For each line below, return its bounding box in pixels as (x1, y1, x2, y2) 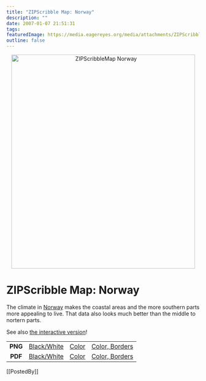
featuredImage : (6, 32, 45, 38)
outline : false (6, 37, 45, 43)
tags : (6, 26, 20, 32)
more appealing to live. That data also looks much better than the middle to (6, 310, 196, 317)
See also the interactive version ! (6, 328, 88, 336)
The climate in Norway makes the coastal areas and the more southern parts (6, 303, 200, 311)
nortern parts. (6, 316, 42, 323)
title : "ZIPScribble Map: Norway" (6, 9, 95, 15)
